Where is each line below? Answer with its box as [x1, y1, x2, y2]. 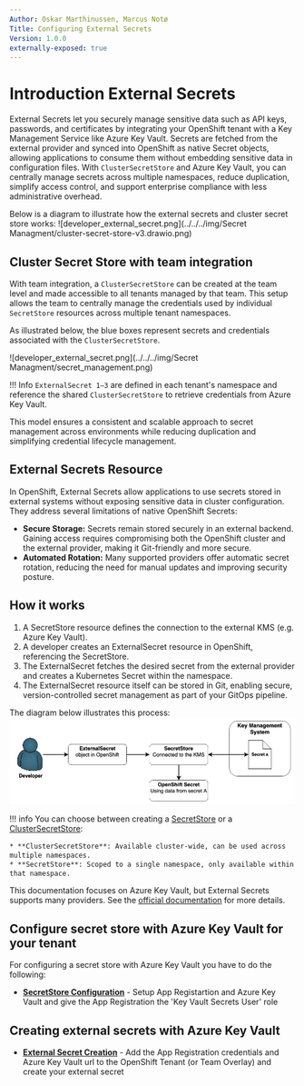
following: [9, 969, 46, 981]
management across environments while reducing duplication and [9, 426, 257, 436]
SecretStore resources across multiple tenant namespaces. [9, 307, 231, 318]
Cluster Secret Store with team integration [9, 254, 253, 270]
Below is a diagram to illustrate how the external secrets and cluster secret [9, 209, 289, 220]
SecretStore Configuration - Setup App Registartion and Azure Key [22, 987, 277, 998]
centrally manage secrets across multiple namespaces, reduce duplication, [9, 172, 290, 183]
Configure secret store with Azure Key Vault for [9, 921, 284, 936]
